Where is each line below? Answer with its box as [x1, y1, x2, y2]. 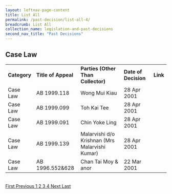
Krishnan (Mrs [80, 137, 115, 144]
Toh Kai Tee [80, 104, 109, 111]
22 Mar [123, 158, 142, 165]
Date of [123, 68, 142, 75]
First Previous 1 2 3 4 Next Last [5, 183, 71, 189]
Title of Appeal [36, 71, 73, 79]
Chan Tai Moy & [80, 158, 119, 165]
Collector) [80, 77, 106, 85]
